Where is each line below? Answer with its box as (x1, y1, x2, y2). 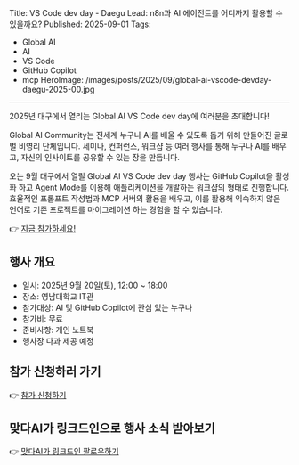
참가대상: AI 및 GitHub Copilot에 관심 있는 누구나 (21, 302, 193, 313)
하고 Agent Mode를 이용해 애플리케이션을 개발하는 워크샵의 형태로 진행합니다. (18, 182, 289, 192)
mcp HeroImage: (21, 75, 85, 85)
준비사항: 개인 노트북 (21, 324, 94, 335)
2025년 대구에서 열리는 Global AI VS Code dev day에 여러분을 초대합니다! (9, 110, 270, 121)
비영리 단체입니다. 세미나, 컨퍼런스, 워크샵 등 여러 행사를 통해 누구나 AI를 (18, 141, 271, 151)
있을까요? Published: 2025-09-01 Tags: (9, 19, 151, 29)
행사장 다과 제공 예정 (21, 335, 94, 346)
